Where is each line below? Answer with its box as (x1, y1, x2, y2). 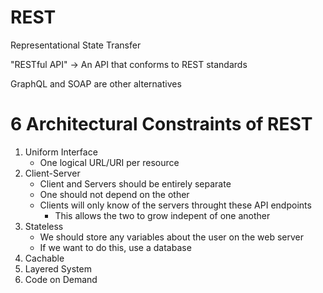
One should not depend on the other (39, 188, 190, 200)
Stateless (24, 220, 64, 232)
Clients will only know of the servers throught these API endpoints (39, 199, 312, 211)
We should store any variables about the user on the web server (39, 231, 305, 243)
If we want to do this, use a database (39, 241, 192, 253)
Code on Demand (24, 273, 98, 285)
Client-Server (24, 167, 81, 179)
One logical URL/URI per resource (39, 156, 180, 168)
